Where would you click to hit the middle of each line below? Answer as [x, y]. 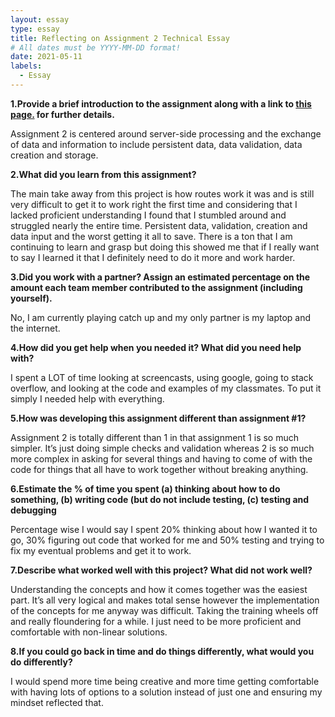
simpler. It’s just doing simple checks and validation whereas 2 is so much [162, 448]
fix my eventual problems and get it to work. [101, 550]
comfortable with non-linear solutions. [89, 632]
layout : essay [40, 19]
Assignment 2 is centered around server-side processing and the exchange [166, 133]
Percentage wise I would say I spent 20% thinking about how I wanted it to [164, 529]
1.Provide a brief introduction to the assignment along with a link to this [161, 103]
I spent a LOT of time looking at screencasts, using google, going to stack [162, 377]
